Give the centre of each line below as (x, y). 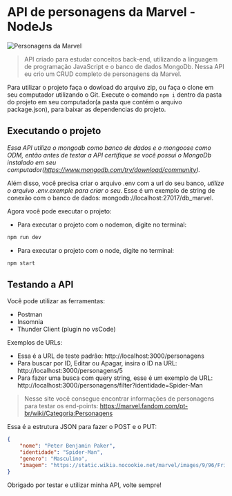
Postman (30, 314)
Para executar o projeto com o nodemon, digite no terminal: (102, 225)
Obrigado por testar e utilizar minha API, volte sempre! (85, 485)
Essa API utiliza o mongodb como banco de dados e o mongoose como (109, 147)
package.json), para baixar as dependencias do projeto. (87, 109)
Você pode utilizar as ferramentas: (56, 301)
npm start (21, 263)
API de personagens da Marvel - (101, 12)
